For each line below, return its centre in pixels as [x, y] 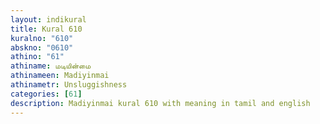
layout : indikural [48, 19]
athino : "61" [37, 57]
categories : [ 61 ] [46, 94]
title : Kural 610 [46, 29]
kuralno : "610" [42, 38]
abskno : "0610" [42, 47]
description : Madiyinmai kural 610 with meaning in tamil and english [160, 103]
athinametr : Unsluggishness [69, 85]
